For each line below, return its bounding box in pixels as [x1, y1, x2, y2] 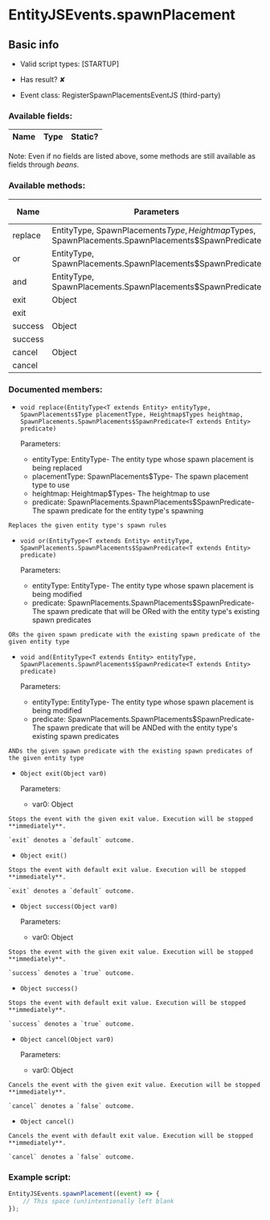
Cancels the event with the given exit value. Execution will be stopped [8, 1081, 261, 1089]
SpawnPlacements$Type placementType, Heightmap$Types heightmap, [19, 410, 243, 418]
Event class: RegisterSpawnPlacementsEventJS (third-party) [19, 90, 221, 100]
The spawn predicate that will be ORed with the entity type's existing [31, 606, 260, 616]
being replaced [31, 463, 83, 472]
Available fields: [8, 110, 73, 122]
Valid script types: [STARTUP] [19, 59, 120, 68]
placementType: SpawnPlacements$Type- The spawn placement [31, 471, 249, 481]
